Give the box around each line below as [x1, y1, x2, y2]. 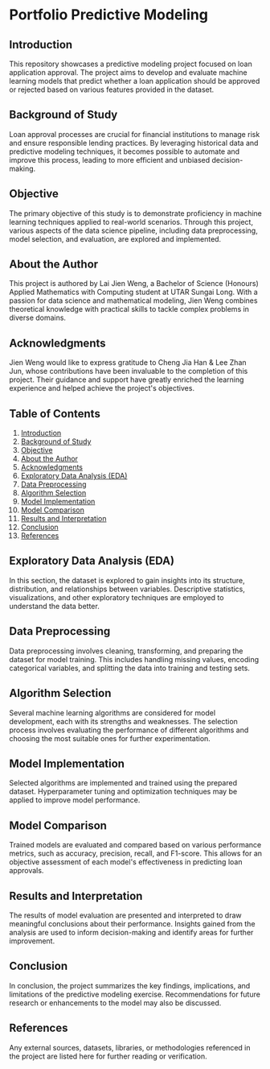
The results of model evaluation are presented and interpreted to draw [9, 910, 242, 920]
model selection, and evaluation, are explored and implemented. [9, 234, 222, 243]
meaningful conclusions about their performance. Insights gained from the [9, 918, 256, 928]
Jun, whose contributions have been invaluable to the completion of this [9, 367, 248, 376]
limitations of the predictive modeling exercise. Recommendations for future [9, 989, 260, 999]
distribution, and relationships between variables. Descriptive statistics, [9, 584, 246, 594]
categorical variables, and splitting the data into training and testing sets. [9, 663, 250, 673]
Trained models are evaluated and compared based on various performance [9, 840, 262, 850]
